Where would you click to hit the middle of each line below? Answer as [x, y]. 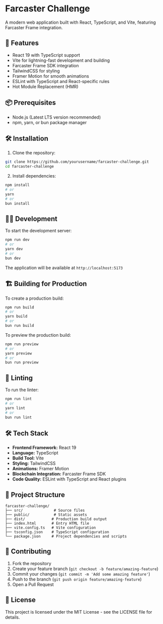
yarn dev [14, 249]
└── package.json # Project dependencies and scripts [66, 536]
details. [13, 617]
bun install [17, 203]
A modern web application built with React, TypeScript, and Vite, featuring [81, 22]
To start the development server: [39, 231]
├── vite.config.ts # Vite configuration [51, 528]
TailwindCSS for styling [36, 71]
